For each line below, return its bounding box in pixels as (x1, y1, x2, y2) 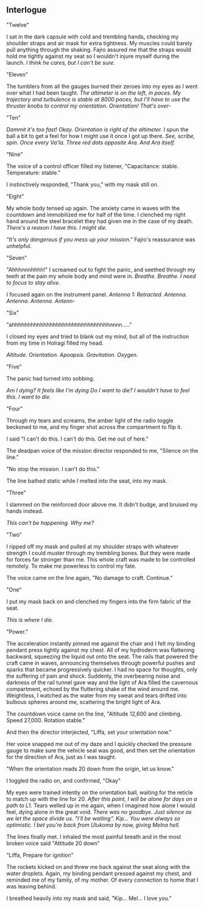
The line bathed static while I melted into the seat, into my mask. (6, 477, 167, 485)
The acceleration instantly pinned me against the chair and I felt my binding (6, 640, 195, 647)
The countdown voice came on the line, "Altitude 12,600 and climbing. (6, 710, 182, 717)
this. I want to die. (6, 393, 51, 400)
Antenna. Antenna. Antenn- (6, 297, 76, 304)
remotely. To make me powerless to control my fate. (6, 562, 137, 569)
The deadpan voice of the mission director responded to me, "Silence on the (6, 447, 199, 454)
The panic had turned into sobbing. (6, 375, 95, 382)
